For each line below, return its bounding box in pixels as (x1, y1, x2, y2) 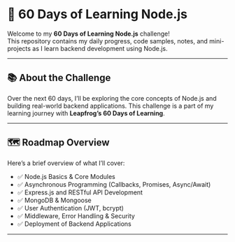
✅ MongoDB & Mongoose (17, 196, 92, 204)
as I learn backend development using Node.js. (32, 44, 168, 52)
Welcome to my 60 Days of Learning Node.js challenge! (7, 29, 170, 38)
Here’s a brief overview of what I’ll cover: (7, 159, 125, 167)
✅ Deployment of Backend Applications (17, 220, 131, 228)
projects (7, 44, 31, 52)
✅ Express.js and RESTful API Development (17, 188, 143, 197)
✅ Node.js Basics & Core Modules (17, 172, 115, 180)
